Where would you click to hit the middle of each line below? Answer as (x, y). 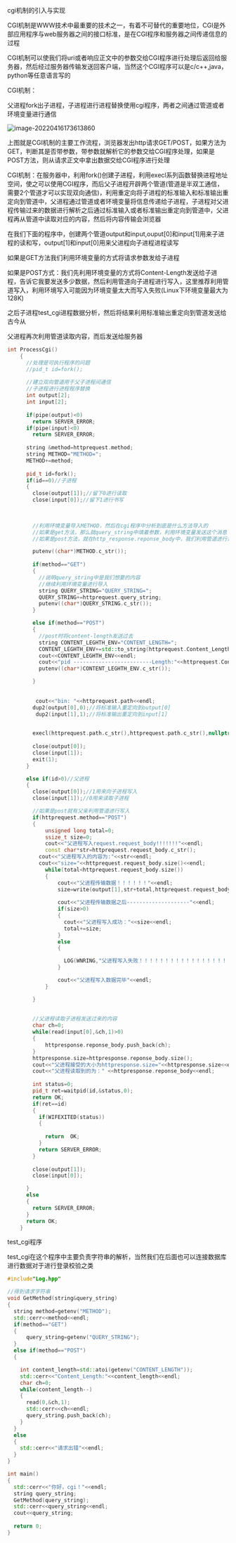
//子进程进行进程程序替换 (58, 389)
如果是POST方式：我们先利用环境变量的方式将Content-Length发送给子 (109, 272)
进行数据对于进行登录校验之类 (50, 1266)
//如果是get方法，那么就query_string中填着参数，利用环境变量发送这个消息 (130, 532)
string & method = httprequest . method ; (79, 448)
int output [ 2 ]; (48, 396)
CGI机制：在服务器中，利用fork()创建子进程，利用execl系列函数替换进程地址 (118, 175)
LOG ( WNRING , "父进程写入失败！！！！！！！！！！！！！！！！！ (145, 961)
